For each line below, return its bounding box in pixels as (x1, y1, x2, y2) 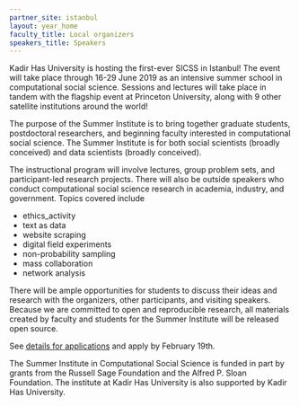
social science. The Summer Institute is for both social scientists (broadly (9, 137, 280, 148)
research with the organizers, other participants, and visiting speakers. (9, 295, 271, 305)
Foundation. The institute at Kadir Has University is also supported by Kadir (9, 377, 287, 388)
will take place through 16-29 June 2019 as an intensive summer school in (9, 73, 283, 84)
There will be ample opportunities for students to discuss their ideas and (9, 285, 277, 296)
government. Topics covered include (9, 193, 145, 204)
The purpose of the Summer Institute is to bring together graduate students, (9, 119, 291, 129)
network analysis (22, 268, 86, 278)
